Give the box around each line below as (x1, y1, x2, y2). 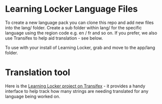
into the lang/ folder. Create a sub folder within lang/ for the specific (5, 24, 142, 30)
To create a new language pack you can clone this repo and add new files (5, 20, 154, 25)
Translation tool (5, 67, 70, 78)
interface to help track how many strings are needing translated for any (5, 88, 149, 94)
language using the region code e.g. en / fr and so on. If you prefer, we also (5, 30, 158, 36)
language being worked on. (5, 93, 60, 99)
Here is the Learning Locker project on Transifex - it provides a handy (5, 83, 145, 89)
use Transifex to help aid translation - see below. (5, 35, 103, 41)
